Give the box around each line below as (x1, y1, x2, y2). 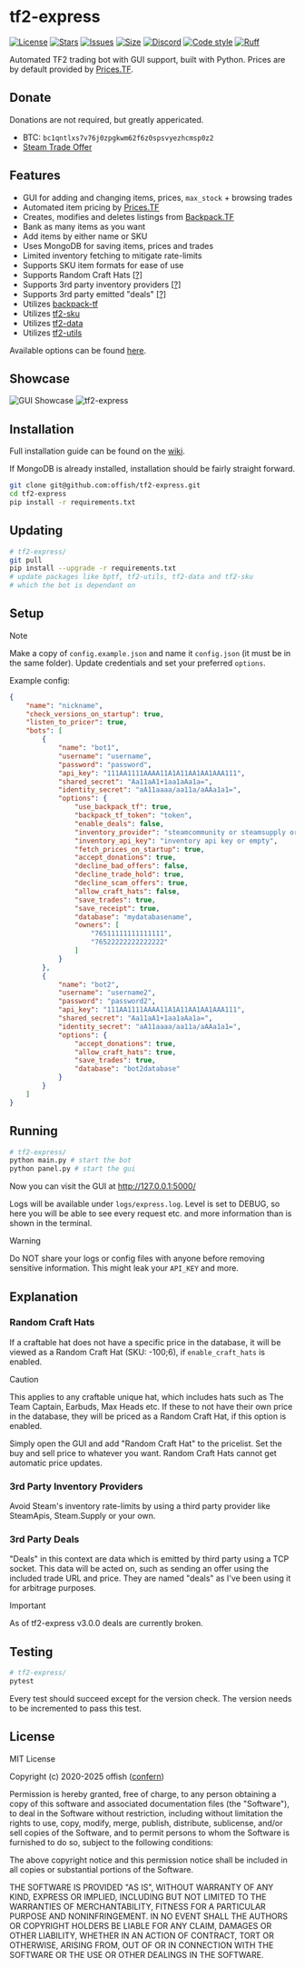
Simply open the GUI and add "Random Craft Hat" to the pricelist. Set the (9, 1438, 283, 1449)
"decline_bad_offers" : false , (74, 862, 189, 871)
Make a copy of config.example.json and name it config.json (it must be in (9, 647, 291, 658)
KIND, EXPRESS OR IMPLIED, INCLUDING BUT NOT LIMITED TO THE (9, 1891, 267, 1902)
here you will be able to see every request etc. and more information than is (9, 1208, 292, 1219)
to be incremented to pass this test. (9, 1703, 143, 1713)
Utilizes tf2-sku (22, 307, 80, 319)
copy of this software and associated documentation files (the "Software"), (9, 1798, 290, 1809)
